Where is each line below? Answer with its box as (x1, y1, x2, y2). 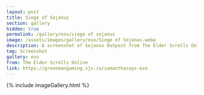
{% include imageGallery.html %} (6, 82, 90, 89)
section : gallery (6, 20, 50, 26)
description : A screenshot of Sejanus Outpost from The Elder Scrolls (6, 43, 189, 49)
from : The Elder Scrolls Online (6, 59, 88, 65)
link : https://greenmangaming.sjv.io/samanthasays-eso (6, 65, 148, 71)
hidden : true (6, 25, 39, 32)
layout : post (6, 8, 39, 15)
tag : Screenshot (6, 48, 47, 54)
